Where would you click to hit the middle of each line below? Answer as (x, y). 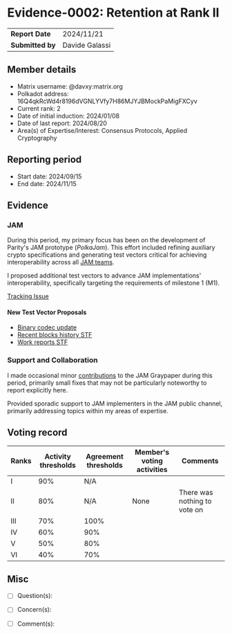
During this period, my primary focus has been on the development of (106, 240)
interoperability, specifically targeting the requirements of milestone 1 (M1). (113, 283)
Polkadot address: (43, 93)
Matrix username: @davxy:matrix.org (70, 86)
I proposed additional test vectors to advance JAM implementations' (104, 275)
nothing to (195, 501)
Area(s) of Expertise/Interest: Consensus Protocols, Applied (102, 130)
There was (196, 492)
